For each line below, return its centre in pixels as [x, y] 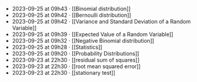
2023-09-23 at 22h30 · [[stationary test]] [64, 73]
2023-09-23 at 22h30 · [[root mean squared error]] [76, 66]
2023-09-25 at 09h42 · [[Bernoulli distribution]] [72, 15]
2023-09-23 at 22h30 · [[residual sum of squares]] [76, 60]
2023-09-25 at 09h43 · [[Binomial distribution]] [71, 9]
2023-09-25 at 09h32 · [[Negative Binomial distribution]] [83, 41]
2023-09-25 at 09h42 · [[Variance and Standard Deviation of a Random [101, 21]
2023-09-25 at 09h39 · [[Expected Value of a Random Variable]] [93, 34]
